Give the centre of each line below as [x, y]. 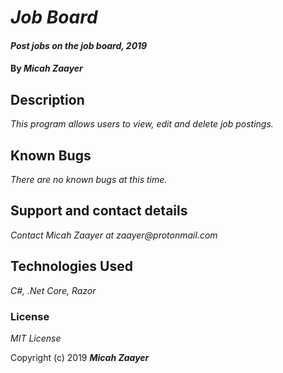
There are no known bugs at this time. [89, 179]
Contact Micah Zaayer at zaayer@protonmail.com [114, 235]
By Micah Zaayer [46, 68]
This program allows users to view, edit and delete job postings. [142, 124]
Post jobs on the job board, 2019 [79, 45]
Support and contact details [99, 211]
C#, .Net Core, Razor [53, 290]
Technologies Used [71, 266]
